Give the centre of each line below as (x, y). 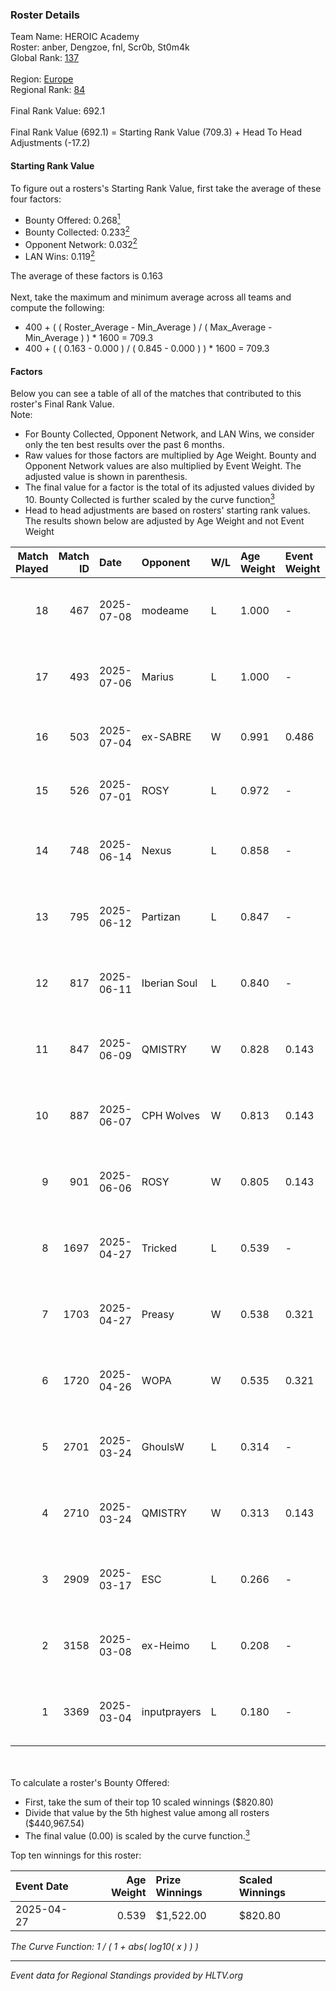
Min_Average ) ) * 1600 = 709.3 (89, 338)
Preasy (158, 1314)
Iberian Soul (169, 983)
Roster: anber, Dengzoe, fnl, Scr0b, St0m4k (100, 47)
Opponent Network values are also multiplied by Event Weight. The (163, 466)
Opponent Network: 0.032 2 (81, 243)
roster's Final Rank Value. (62, 404)
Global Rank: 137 (45, 58)
